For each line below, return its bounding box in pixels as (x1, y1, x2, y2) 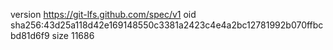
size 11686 (51, 30, 95, 41)
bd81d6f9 (10, 30, 50, 41)
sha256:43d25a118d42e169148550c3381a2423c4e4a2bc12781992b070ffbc (10, 19, 324, 31)
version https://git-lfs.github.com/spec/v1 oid (10, 9, 197, 20)
